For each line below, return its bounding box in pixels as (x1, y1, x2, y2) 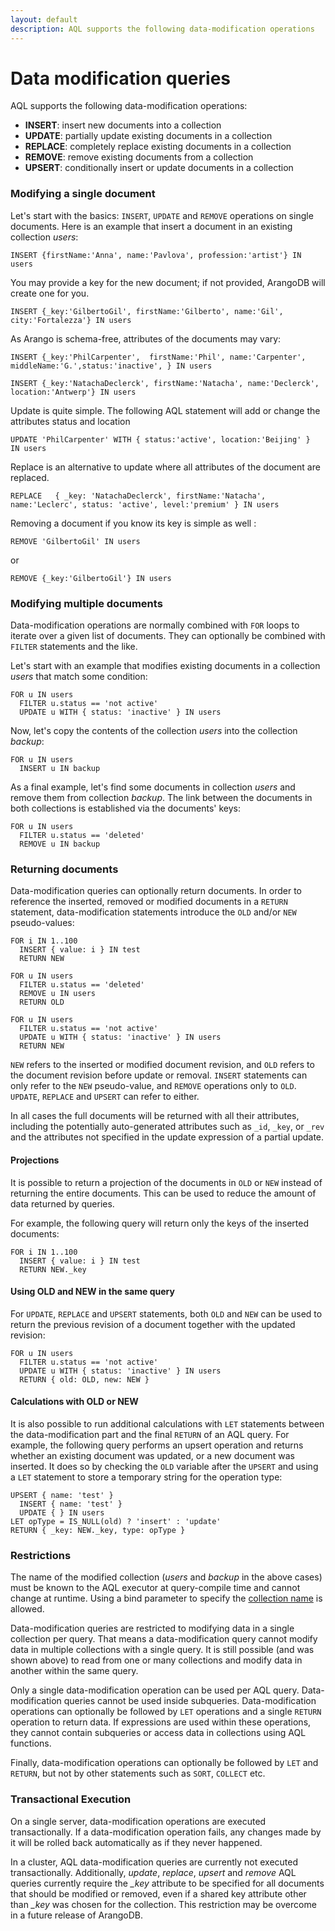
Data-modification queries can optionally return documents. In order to (10, 885, 302, 897)
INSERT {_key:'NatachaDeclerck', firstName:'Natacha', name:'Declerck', (10, 378, 320, 388)
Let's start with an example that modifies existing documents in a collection (10, 660, 321, 672)
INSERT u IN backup (19, 764, 101, 774)
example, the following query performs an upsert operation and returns (10, 1439, 304, 1451)
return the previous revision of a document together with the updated (10, 1318, 296, 1330)
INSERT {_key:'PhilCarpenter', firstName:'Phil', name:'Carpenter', (10, 352, 307, 362)
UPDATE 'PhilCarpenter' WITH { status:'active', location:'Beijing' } (10, 434, 311, 445)
